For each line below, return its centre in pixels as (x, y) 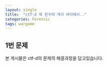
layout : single (21, 10)
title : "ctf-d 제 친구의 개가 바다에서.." (46, 14)
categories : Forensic (28, 19)
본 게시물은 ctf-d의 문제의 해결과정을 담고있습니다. (54, 58)
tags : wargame (20, 24)
